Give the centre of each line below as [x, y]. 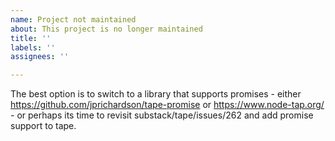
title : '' [31, 38]
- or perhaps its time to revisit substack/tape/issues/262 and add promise [162, 115]
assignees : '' [40, 57]
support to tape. [43, 126]
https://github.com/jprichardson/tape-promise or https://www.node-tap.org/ [167, 105]
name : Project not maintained [73, 19]
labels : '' [33, 47]
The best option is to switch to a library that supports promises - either [156, 94]
